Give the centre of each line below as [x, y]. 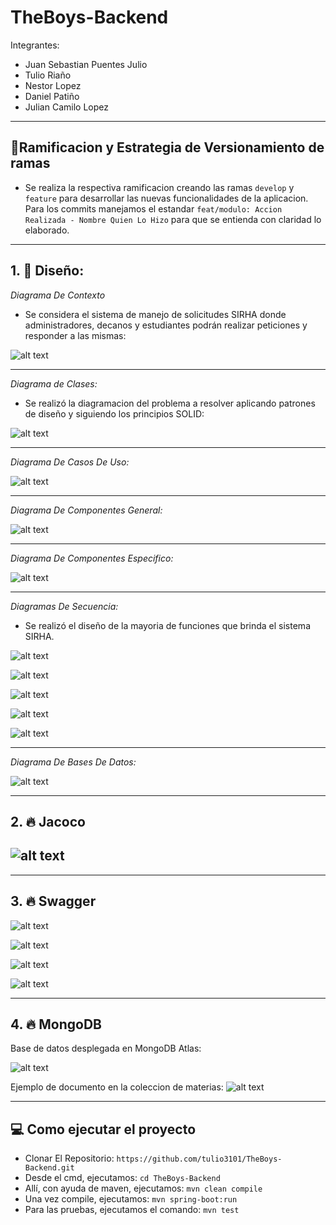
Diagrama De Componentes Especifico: [92, 558]
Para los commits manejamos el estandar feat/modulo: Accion [153, 208]
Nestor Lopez [53, 85]
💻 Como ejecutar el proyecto [103, 1129]
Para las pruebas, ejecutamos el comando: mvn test [132, 1210]
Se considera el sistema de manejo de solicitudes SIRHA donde [155, 314]
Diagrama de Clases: [54, 383]
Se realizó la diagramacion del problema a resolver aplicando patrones [170, 403]
